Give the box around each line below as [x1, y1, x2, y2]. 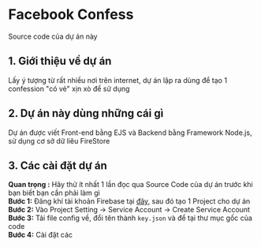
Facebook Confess [8, 6, 134, 24]
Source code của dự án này [8, 32, 98, 41]
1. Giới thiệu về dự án [8, 54, 112, 68]
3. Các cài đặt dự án [8, 159, 108, 172]
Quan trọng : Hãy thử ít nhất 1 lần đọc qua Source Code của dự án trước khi [8, 180, 254, 189]
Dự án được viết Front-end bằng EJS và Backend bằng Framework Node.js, [8, 128, 252, 137]
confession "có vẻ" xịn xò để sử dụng [8, 84, 130, 93]
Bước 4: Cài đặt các [8, 230, 73, 240]
